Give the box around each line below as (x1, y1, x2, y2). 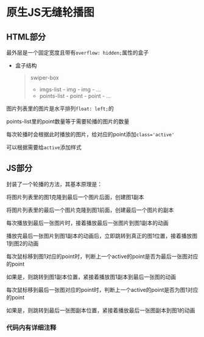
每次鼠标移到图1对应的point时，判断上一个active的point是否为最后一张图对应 (6, 252, 199, 260)
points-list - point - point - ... (39, 92, 111, 99)
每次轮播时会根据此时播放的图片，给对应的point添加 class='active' (6, 131, 175, 137)
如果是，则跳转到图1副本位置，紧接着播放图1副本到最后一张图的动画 (6, 273, 177, 280)
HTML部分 (6, 32, 46, 42)
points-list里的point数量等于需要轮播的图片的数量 (6, 118, 130, 125)
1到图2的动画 (6, 240, 39, 247)
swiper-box (30, 74, 60, 81)
